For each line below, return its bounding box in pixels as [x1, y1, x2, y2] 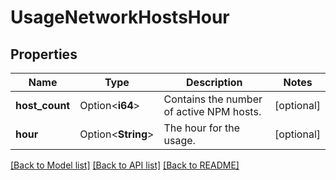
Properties [10, 46, 78, 63]
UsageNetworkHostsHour [10, 6, 230, 29]
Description [186, 76, 243, 89]
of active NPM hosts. [163, 105, 262, 118]
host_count [15, 99, 71, 112]
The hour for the [163, 121, 241, 135]
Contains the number [163, 92, 263, 106]
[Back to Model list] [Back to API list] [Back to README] [10, 159, 240, 171]
